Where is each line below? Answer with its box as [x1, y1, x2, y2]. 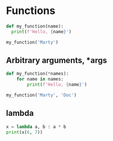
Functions [6, 4, 55, 17]
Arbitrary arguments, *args [6, 55, 108, 65]
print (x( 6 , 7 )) [6, 129, 43, 135]
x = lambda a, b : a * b [6, 124, 66, 129]
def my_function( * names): [6, 71, 69, 77]
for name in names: [16, 76, 64, 82]
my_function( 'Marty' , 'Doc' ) [6, 92, 77, 98]
